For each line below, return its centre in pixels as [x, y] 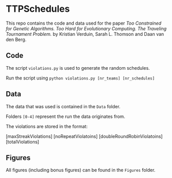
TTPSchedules [38, 9]
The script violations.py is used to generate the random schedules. [78, 68]
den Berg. [16, 39]
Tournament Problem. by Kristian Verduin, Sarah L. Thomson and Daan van [85, 34]
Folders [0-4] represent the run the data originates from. [66, 116]
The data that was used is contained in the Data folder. [63, 106]
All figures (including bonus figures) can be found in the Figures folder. [81, 170]
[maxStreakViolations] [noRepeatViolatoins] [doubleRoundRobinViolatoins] [84, 136]
